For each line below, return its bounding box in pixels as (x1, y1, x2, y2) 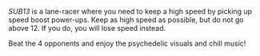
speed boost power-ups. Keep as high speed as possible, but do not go (8, 15, 244, 24)
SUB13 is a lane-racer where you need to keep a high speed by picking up (8, 7, 253, 16)
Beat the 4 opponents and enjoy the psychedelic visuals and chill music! (8, 39, 246, 48)
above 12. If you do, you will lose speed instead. (8, 24, 166, 32)
